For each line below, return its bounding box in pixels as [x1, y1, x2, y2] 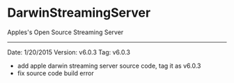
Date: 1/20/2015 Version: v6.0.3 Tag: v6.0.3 [7, 47, 131, 56]
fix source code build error [17, 68, 94, 77]
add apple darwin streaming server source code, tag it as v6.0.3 [17, 61, 201, 70]
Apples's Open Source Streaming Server [7, 28, 124, 36]
